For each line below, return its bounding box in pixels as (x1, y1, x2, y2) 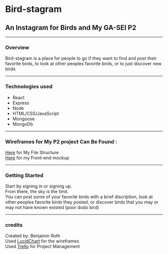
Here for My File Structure (5, 149, 59, 155)
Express (12, 100, 29, 106)
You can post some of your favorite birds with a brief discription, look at (5, 194, 153, 200)
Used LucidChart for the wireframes (5, 238, 79, 244)
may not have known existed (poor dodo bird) (5, 205, 99, 211)
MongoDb (12, 121, 33, 127)
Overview (5, 44, 29, 51)
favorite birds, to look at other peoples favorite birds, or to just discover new (5, 61, 161, 67)
